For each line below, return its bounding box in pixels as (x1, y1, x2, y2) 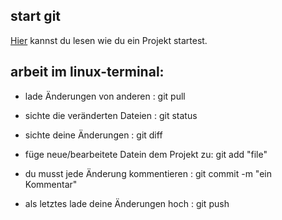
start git (10, 8, 62, 25)
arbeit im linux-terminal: (10, 64, 165, 81)
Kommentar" (24, 178, 78, 190)
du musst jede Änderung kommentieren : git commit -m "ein (24, 167, 272, 179)
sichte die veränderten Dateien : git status (24, 109, 198, 121)
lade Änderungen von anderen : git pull (24, 90, 186, 102)
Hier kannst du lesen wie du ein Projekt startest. (10, 34, 208, 46)
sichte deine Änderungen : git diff (24, 129, 163, 141)
